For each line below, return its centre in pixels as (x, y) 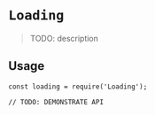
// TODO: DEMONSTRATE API (56, 102)
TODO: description (64, 38)
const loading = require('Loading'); (78, 87)
